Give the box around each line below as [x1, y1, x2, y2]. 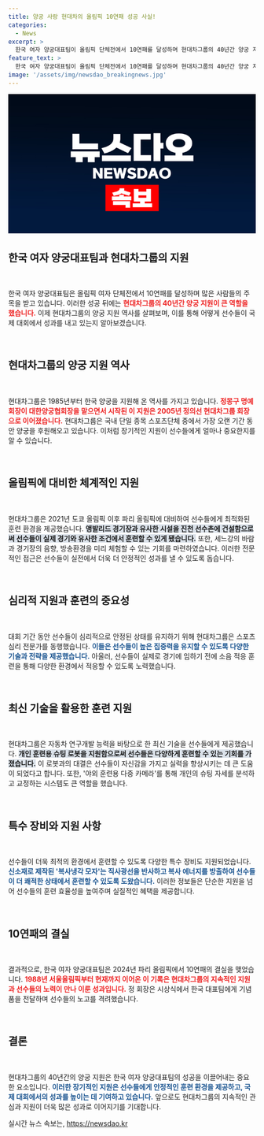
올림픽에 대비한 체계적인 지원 [8, 477, 140, 490]
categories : [8, 20, 47, 29]
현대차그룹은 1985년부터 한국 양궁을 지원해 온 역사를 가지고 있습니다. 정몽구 [8, 396, 240, 406]
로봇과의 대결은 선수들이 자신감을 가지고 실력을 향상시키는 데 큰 [46, 759, 240, 768]
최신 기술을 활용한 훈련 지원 [8, 701, 132, 715]
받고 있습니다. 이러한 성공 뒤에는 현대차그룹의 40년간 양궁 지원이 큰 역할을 [22, 299, 249, 308]
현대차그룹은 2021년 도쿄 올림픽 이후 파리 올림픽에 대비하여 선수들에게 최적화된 [8, 514, 251, 523]
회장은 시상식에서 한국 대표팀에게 [136, 984, 237, 993]
